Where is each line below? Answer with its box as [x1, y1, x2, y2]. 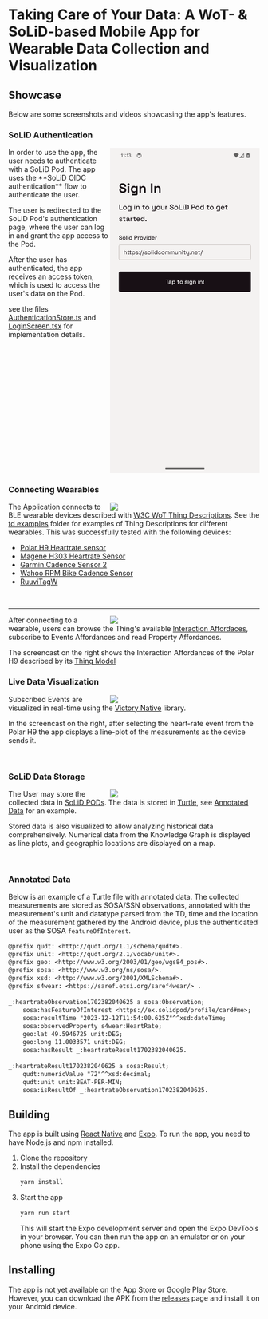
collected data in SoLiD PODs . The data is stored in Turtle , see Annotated [8, 797, 249, 808]
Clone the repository [19, 1153, 88, 1163]
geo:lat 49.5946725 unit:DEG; [22, 1031, 124, 1039]
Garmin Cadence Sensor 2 [19, 560, 108, 570]
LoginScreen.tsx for [8, 321, 73, 331]
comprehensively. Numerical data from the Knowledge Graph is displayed [8, 830, 250, 840]
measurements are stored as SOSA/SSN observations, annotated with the [8, 900, 250, 910]
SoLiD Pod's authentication [8, 214, 98, 224]
